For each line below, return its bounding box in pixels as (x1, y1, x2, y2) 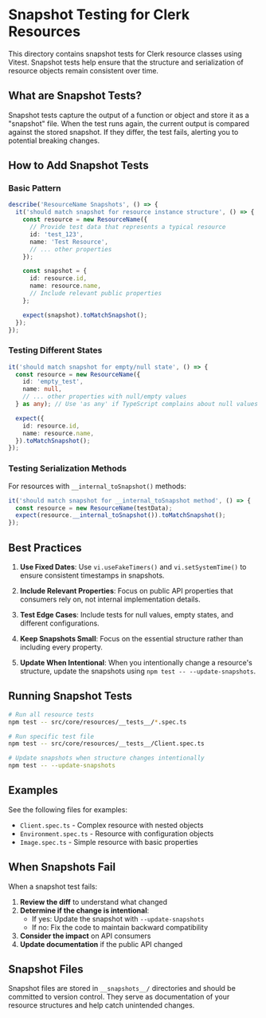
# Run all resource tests (8, 710, 94, 719)
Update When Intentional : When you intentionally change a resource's (19, 657, 252, 667)
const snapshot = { (22, 267, 88, 275)
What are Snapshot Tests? (8, 89, 142, 103)
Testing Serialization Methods (8, 463, 127, 474)
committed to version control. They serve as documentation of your (8, 992, 230, 1002)
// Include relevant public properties (29, 290, 162, 298)
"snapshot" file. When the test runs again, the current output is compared (8, 118, 249, 128)
